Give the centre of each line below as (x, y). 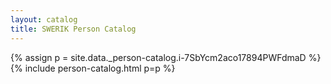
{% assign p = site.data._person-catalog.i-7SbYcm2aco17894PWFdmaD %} (166, 57)
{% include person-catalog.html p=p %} (93, 68)
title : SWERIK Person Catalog (73, 29)
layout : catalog (44, 19)
